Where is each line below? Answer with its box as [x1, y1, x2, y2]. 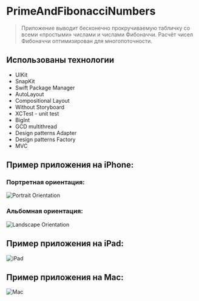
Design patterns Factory [15, 136, 76, 143]
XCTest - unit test [15, 109, 59, 117]
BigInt [15, 116, 30, 123]
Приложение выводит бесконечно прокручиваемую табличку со [21, 24, 191, 32]
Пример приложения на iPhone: [6, 160, 134, 170]
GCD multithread [15, 123, 58, 130]
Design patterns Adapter [15, 129, 77, 136]
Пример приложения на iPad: [6, 238, 124, 249]
